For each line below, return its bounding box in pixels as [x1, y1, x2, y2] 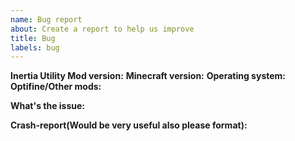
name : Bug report [10, 14, 83, 25]
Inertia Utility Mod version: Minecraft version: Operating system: [10, 70, 287, 82]
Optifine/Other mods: [10, 81, 102, 93]
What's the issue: [10, 100, 86, 112]
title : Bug [10, 33, 56, 43]
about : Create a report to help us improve [10, 24, 195, 34]
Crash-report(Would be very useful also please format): [10, 119, 248, 131]
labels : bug [10, 42, 60, 53]
